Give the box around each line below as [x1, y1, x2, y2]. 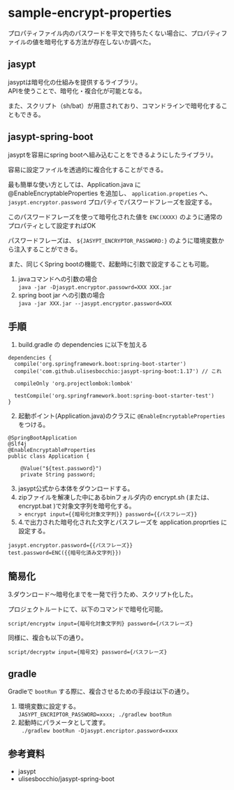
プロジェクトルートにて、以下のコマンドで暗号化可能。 [8, 605, 167, 614]
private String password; [20, 471, 96, 479]
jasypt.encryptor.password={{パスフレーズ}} [8, 542, 133, 549]
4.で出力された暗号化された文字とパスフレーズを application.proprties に [17, 518, 228, 526]
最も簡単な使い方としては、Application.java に [8, 180, 142, 188]
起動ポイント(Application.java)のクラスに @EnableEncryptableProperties [17, 411, 226, 421]
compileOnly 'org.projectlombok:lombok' [14, 380, 133, 388]
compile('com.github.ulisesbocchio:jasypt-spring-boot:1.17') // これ [14, 368, 222, 375]
